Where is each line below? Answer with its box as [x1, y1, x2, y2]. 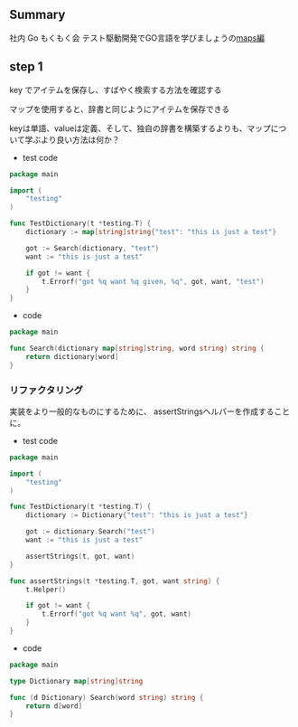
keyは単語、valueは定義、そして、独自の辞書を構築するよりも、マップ [9, 122, 271, 134]
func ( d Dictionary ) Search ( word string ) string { [9, 693, 204, 702]
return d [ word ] [25, 701, 83, 711]
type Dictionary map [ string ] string [9, 676, 144, 685]
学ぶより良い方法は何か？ [24, 134, 120, 145]
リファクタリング [9, 383, 84, 396]
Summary [9, 7, 66, 23]
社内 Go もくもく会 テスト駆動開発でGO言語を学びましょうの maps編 [9, 32, 265, 43]
